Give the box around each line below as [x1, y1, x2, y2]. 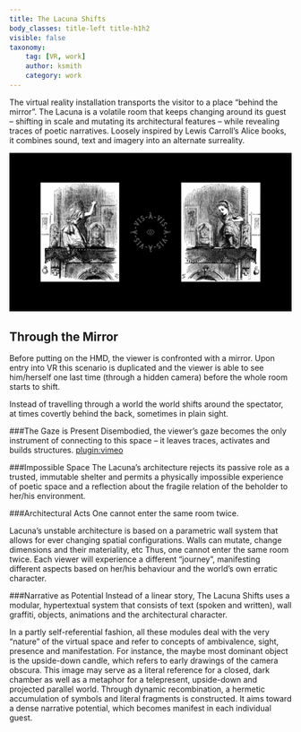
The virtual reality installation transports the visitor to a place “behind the [9, 97, 279, 108]
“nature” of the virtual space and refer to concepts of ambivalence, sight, [9, 636, 279, 647]
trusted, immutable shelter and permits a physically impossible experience [9, 471, 284, 483]
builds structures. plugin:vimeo [9, 444, 124, 456]
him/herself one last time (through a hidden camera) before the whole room [9, 372, 288, 383]
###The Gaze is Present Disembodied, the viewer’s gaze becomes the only [9, 426, 287, 436]
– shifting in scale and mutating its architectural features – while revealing [9, 116, 280, 126]
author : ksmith [25, 62, 82, 71]
